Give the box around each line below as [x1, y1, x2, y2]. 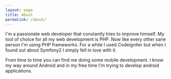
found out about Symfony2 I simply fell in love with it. [5, 47, 117, 54]
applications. [5, 68, 32, 74]
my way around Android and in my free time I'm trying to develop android [5, 62, 159, 69]
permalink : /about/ [5, 17, 47, 22]
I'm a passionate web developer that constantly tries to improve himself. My [5, 31, 165, 37]
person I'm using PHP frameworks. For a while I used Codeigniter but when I [5, 42, 166, 48]
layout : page [5, 7, 33, 13]
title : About [5, 12, 33, 17]
